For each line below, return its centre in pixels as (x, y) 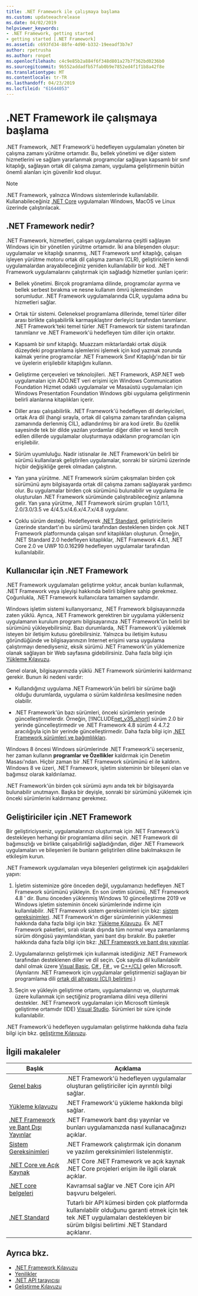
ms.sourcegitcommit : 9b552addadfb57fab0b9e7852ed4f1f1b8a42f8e (85, 67)
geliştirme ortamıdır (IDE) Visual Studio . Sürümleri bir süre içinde (93, 1009)
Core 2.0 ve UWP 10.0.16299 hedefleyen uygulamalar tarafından (92, 546)
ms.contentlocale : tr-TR (37, 78)
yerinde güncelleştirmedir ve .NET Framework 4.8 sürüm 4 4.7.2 (92, 725)
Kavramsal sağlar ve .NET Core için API (121, 1186)
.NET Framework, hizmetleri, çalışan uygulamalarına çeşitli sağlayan (88, 240)
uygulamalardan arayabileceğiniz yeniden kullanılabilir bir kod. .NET (88, 265)
